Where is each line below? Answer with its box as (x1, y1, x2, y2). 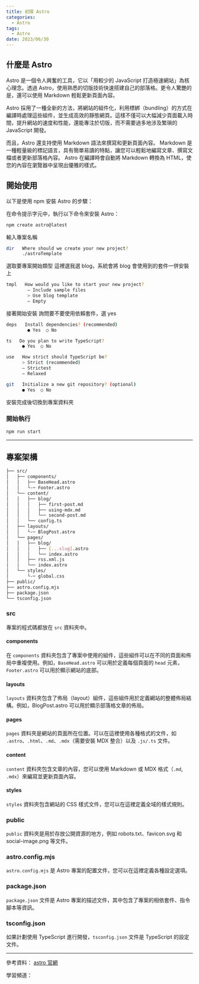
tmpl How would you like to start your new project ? (6, 282, 145, 288)
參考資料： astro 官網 (6, 958, 58, 966)
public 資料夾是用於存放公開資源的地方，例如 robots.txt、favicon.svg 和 (6, 830, 182, 837)
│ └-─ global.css (6, 573, 65, 580)
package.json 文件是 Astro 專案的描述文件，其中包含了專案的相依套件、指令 (6, 896, 191, 904)
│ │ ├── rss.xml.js (6, 557, 65, 562)
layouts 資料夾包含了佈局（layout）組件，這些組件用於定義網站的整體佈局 (6, 694, 187, 702)
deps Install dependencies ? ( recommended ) (6, 322, 118, 328)
